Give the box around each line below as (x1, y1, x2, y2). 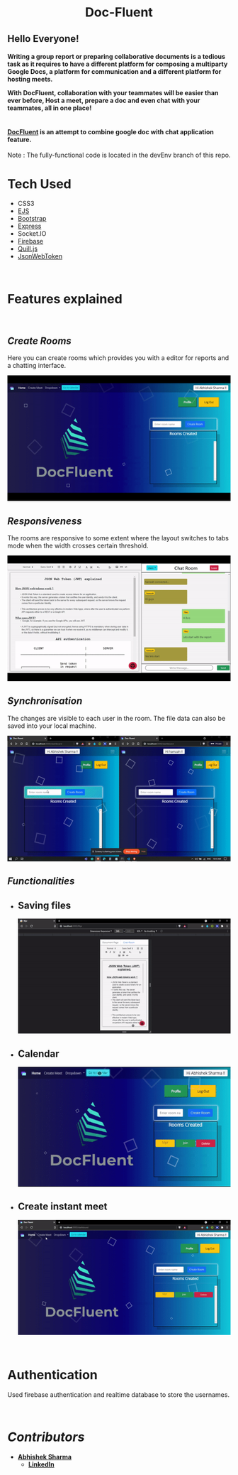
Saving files (17, 899, 72, 911)
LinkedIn (28, 1460, 55, 1469)
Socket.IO (17, 229, 47, 238)
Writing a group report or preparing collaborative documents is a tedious (7, 53, 225, 61)
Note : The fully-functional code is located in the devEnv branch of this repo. (7, 151, 231, 160)
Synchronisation (7, 695, 83, 707)
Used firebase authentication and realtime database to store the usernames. (7, 1390, 230, 1399)
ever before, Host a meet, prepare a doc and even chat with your (7, 97, 200, 105)
